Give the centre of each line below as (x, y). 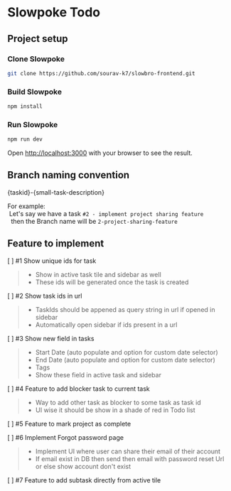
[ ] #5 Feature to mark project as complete (69, 423)
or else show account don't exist (83, 466)
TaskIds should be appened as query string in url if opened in (125, 309)
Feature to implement (56, 243)
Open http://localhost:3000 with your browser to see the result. (100, 153)
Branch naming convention (69, 175)
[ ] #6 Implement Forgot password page (66, 437)
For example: (27, 206)
